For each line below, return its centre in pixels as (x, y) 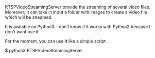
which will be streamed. (29, 17)
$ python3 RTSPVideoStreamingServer (44, 51)
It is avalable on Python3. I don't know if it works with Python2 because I (78, 27)
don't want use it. (22, 32)
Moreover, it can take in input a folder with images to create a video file (76, 12)
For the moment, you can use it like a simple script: (56, 41)
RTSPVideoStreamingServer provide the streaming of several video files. (78, 7)
